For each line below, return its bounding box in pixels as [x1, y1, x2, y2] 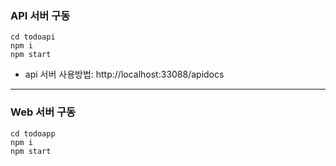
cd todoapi [10, 32, 56, 42]
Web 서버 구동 [10, 105, 77, 119]
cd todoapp [10, 128, 56, 139]
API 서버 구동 [10, 8, 71, 22]
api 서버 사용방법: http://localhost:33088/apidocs [24, 68, 225, 81]
